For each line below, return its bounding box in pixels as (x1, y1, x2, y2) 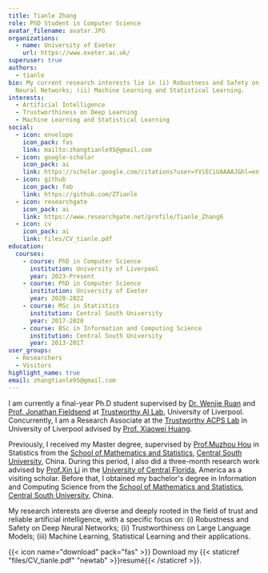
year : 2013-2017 (29, 339, 84, 347)
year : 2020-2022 (29, 295, 84, 303)
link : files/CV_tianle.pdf (22, 235, 113, 243)
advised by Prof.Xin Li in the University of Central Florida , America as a (8, 465, 242, 475)
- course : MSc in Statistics (22, 302, 120, 310)
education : (8, 242, 45, 250)
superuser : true (8, 57, 62, 65)
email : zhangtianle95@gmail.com (8, 376, 116, 384)
